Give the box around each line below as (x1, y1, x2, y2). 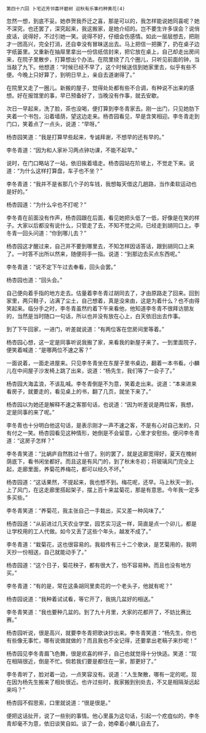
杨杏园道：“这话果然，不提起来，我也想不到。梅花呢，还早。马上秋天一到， (6, 478, 197, 486)
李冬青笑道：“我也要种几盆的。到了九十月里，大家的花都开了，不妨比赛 (6, 608, 186, 616)
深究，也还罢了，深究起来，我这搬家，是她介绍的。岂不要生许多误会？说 (11, 25, 194, 32)
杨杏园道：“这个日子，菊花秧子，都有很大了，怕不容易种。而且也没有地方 (6, 561, 192, 569)
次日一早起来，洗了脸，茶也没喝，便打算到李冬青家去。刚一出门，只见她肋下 (6, 105, 200, 112)
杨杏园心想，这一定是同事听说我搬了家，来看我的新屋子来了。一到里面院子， (6, 339, 200, 346)
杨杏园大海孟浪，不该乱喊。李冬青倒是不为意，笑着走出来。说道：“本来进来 (6, 380, 197, 387)
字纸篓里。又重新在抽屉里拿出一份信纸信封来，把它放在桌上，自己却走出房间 (6, 48, 200, 55)
